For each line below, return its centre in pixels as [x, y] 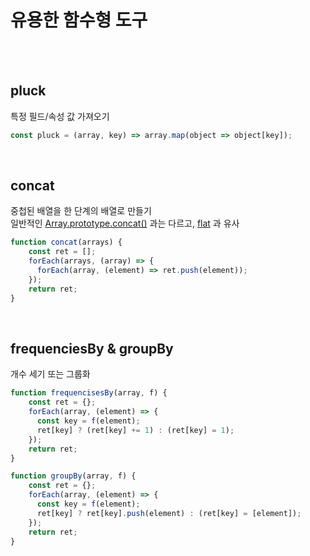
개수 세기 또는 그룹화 [50, 374]
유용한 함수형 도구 [79, 20]
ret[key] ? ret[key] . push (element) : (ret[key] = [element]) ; [169, 513]
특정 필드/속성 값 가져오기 [60, 116]
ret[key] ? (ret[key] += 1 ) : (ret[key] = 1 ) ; [135, 430]
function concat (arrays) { [66, 242]
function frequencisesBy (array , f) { [89, 393]
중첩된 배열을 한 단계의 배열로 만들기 [81, 211]
